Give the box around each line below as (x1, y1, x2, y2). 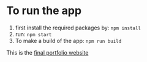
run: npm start (15, 30, 52, 37)
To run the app (6, 4, 81, 18)
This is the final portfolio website (6, 48, 89, 56)
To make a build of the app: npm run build (15, 37, 122, 44)
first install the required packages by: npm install (15, 24, 141, 31)
